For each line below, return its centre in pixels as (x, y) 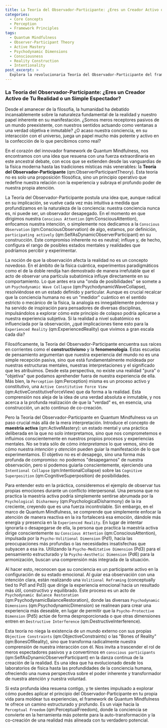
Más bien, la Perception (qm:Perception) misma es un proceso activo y (78, 381)
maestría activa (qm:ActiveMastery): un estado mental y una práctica (77, 428)
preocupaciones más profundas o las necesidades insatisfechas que (75, 544)
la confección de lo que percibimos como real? (53, 141)
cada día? (15, 334)
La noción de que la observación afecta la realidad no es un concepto (77, 260)
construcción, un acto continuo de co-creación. (54, 408)
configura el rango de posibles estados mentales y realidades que (73, 245)
